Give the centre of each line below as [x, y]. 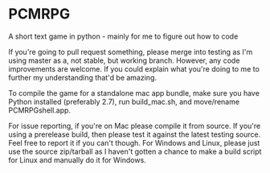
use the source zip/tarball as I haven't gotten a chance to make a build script [135, 151]
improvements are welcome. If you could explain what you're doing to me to [134, 68]
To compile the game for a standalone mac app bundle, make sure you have [134, 93]
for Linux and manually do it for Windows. [77, 160]
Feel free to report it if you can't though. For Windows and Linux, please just [134, 142]
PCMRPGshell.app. [39, 110]
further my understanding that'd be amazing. [82, 77]
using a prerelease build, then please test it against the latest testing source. [135, 134]
